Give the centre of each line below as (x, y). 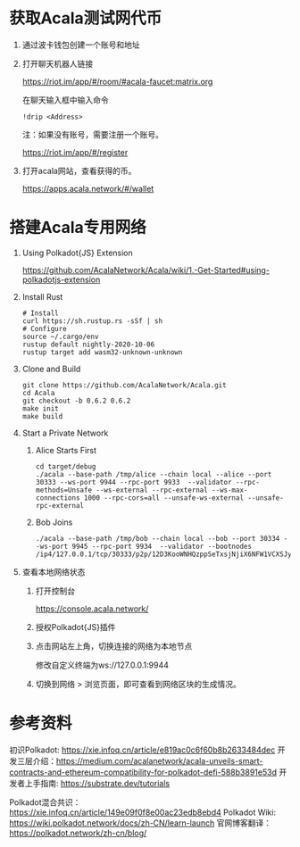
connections (58, 498)
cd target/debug (66, 466)
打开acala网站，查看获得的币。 (79, 170)
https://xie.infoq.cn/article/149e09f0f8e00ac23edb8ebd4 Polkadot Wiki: (143, 812)
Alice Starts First (66, 450)
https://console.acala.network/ (92, 609)
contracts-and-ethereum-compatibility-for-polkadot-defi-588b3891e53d (143, 772)
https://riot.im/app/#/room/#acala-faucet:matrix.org (117, 81)
